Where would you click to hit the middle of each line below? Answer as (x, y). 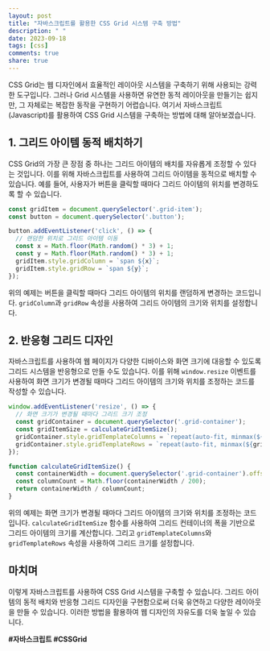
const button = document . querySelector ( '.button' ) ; (96, 217)
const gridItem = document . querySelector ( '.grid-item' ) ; (106, 209)
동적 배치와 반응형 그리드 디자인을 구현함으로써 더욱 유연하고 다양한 (128, 602)
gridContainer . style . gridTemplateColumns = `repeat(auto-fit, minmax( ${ (140, 437)
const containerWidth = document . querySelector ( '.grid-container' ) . (133, 474)
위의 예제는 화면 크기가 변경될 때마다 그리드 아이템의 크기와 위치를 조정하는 (125, 512)
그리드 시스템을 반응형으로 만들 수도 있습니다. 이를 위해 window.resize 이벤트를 (133, 371)
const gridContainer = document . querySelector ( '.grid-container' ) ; (131, 422)
